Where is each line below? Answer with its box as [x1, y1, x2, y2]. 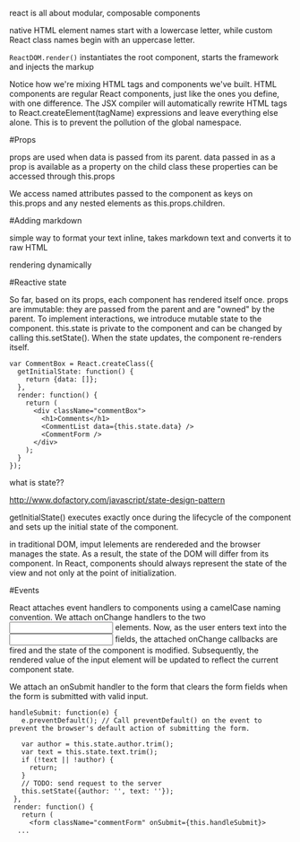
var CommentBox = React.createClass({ [9, 359, 154, 368]
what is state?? [9, 478, 64, 487]
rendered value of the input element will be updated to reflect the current [9, 654, 279, 665]
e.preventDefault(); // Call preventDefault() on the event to [21, 716, 262, 725]
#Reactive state [9, 277, 67, 287]
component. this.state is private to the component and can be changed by [9, 323, 283, 333]
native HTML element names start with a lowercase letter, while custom [9, 25, 273, 35]
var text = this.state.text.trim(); [21, 748, 159, 757]
